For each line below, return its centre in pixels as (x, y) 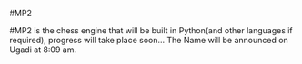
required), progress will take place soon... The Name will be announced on (149, 40)
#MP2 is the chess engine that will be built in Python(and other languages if (151, 30)
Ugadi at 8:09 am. (43, 50)
